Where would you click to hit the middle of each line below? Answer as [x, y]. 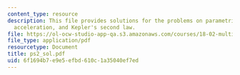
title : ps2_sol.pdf [36, 54]
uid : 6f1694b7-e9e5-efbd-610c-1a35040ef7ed [73, 61]
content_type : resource [43, 14]
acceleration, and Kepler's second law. [75, 27]
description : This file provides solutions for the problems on [105, 21]
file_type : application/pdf [49, 41]
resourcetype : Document [43, 47]
